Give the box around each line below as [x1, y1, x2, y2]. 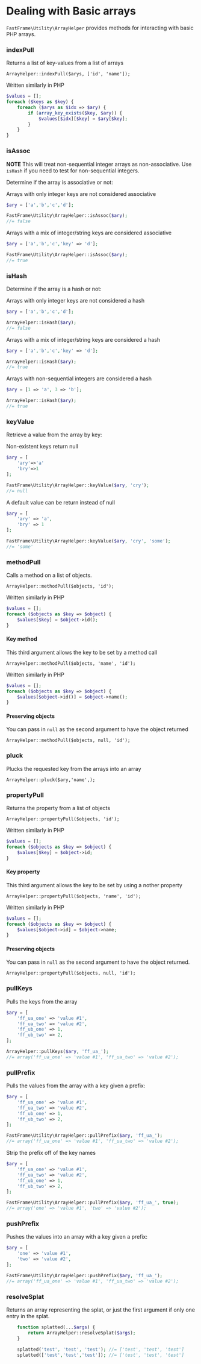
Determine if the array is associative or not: [6, 178, 113, 186]
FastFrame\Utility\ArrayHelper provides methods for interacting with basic [6, 24, 194, 31]
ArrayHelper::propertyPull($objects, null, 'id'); [6, 970, 136, 976]
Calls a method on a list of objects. [6, 571, 92, 579]
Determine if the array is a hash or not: [6, 285, 102, 293]
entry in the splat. [6, 1312, 50, 1319]
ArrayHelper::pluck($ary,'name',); [6, 776, 96, 783]
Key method [6, 635, 37, 643]
